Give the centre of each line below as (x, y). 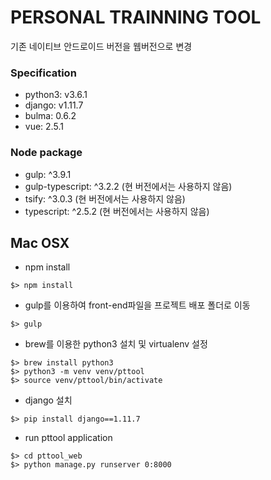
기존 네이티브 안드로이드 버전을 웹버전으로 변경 (101, 46)
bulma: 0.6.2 (50, 116)
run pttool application (68, 438)
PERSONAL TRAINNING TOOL (136, 17)
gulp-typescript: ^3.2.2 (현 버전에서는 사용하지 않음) (128, 186)
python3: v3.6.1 (56, 95)
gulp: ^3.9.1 (48, 174)
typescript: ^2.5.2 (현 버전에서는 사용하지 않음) (117, 211)
